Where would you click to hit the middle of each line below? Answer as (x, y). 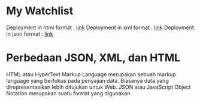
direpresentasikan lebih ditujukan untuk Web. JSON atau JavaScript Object (99, 87)
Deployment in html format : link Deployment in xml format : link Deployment (100, 27)
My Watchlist (40, 11)
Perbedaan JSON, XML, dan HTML (93, 58)
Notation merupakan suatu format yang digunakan (68, 93)
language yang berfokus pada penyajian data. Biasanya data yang (87, 80)
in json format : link (30, 33)
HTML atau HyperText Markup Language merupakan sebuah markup (91, 74)
